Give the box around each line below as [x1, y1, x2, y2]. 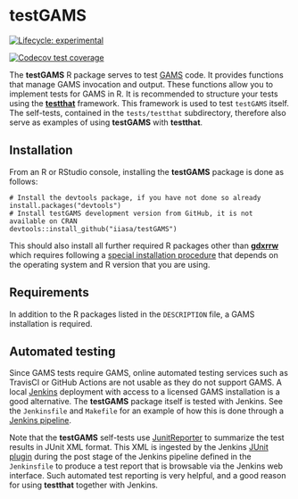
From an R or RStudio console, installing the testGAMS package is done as [9, 166, 284, 177]
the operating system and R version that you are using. [9, 259, 211, 270]
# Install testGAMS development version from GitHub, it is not [9, 209, 253, 218]
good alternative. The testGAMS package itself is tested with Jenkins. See [9, 396, 284, 407]
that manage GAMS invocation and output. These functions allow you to [9, 79, 274, 89]
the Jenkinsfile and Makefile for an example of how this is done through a [9, 405, 284, 416]
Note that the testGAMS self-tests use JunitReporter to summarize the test [9, 432, 285, 443]
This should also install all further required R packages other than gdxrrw [9, 240, 279, 251]
